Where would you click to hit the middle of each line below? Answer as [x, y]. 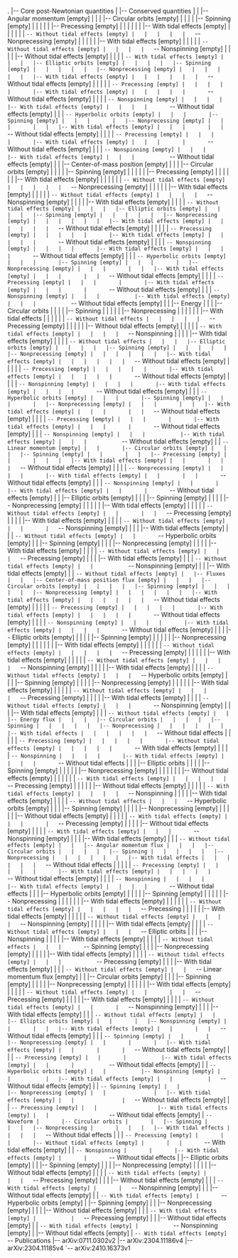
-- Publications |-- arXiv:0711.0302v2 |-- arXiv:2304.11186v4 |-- [100, 1241]
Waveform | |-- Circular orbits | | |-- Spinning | [108, 1122]
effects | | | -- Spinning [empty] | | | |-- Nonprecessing [108, 946]
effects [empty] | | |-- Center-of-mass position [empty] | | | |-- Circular [110, 164]
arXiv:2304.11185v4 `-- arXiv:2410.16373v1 [69, 1248]
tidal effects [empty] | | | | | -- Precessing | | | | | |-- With [116, 909]
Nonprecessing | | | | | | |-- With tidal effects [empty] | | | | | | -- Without [117, 901]
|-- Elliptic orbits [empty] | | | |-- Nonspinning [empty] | [117, 1021]
